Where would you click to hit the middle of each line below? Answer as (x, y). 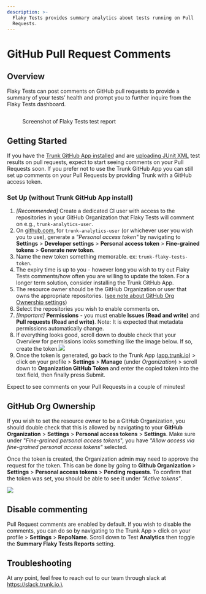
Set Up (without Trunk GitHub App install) (70, 198)
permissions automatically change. (60, 329)
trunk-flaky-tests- (163, 257)
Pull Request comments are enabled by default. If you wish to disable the (99, 524)
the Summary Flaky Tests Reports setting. (61, 544)
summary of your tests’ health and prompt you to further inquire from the (99, 98)
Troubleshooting (40, 563)
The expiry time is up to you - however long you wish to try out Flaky (102, 270)
